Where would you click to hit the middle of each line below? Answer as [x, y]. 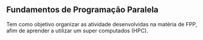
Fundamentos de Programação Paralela [83, 10]
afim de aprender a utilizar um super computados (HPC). [77, 30]
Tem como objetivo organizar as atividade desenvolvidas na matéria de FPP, [102, 24]
